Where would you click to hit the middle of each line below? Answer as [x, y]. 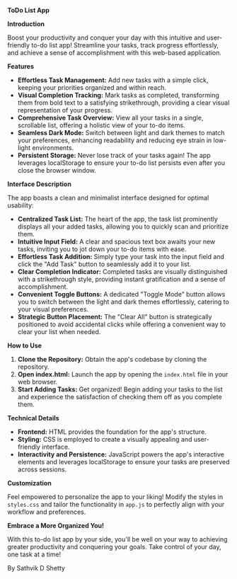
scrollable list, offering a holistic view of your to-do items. [101, 125]
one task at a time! [34, 554]
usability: [21, 205]
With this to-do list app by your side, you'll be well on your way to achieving [117, 539]
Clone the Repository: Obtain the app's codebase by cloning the [112, 359]
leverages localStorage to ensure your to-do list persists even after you [121, 163]
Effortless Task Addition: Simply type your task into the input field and [121, 257]
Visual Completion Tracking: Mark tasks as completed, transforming [118, 95]
